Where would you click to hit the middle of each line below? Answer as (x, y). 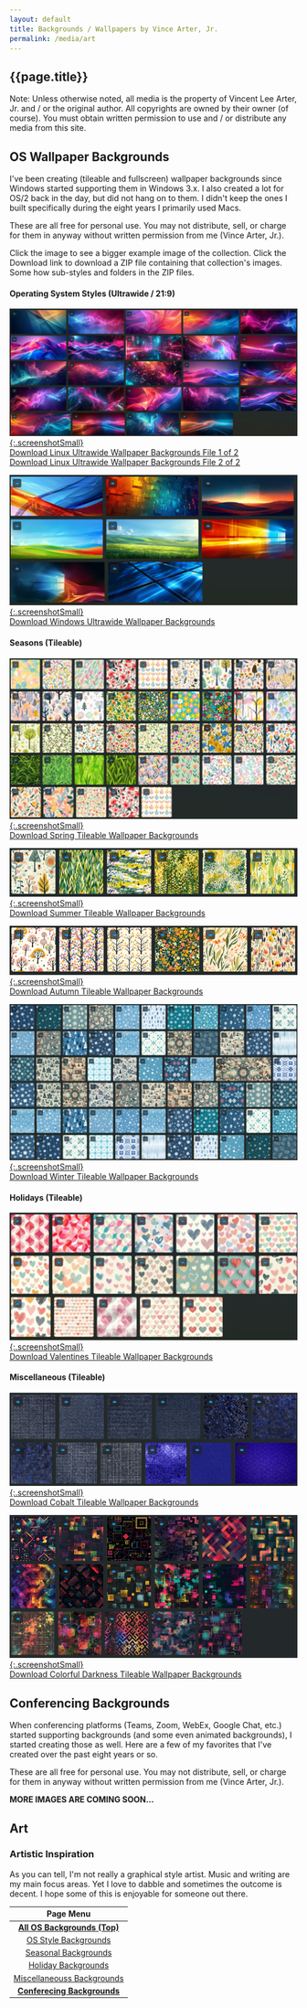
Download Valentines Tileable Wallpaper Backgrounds (111, 1356)
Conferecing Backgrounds (69, 1991)
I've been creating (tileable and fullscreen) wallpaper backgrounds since (146, 179)
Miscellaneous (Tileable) (58, 1377)
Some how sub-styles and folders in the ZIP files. (102, 272)
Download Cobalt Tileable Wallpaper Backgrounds (104, 1502)
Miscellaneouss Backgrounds (69, 1978)
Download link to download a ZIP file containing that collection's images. (146, 262)
